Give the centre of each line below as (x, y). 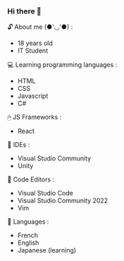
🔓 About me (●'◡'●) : (40, 27)
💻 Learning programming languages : (62, 65)
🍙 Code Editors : (31, 179)
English (28, 243)
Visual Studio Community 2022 (63, 200)
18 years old (35, 43)
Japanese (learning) (46, 250)
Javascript (33, 96)
